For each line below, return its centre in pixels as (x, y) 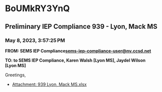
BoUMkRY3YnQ (38, 9)
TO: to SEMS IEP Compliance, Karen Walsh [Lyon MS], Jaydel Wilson (75, 60)
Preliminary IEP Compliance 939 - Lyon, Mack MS (81, 27)
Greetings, (16, 75)
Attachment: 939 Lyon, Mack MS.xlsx (49, 84)
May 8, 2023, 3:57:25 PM (35, 40)
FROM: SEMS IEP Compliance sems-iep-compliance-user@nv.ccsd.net (78, 51)
